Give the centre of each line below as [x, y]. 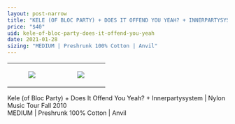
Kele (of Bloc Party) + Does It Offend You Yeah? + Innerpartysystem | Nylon [116, 98]
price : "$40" [26, 26]
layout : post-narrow [37, 14]
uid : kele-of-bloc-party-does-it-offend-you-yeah [81, 33]
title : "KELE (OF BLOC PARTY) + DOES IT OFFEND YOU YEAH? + [97, 20]
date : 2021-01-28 [33, 40]
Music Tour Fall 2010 [37, 106]
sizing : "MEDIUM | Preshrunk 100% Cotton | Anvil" [83, 46]
